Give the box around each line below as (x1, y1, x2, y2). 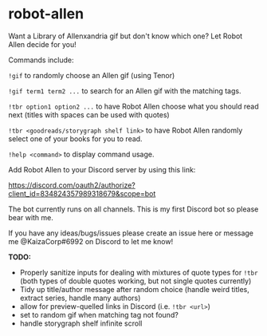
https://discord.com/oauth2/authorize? (8, 180, 135, 190)
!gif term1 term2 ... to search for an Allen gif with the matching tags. (8, 85, 241, 96)
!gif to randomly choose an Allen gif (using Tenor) (8, 70, 175, 80)
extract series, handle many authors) (19, 293, 141, 302)
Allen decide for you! (8, 39, 77, 49)
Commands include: (8, 55, 74, 65)
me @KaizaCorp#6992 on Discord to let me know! (8, 236, 174, 246)
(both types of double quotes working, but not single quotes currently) (19, 276, 252, 286)
